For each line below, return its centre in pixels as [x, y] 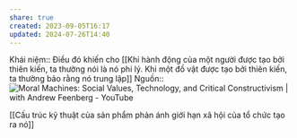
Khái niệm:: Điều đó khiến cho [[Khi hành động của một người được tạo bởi [147, 60]
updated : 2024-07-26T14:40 [60, 34]
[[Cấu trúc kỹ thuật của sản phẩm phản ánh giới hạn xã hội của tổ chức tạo [147, 115]
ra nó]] [22, 125]
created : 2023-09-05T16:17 [60, 26]
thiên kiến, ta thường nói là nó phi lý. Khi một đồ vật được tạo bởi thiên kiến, [148, 69]
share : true [31, 17]
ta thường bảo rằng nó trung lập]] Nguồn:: [87, 79]
